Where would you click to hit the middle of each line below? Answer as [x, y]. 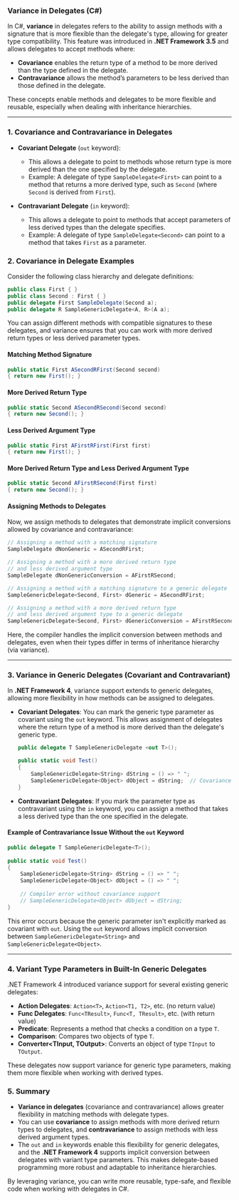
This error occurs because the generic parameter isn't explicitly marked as [117, 921]
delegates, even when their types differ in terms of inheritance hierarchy [113, 642]
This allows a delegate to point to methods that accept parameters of [129, 219]
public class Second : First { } [57, 296]
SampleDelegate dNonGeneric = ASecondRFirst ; [76, 549]
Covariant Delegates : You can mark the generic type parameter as [116, 712]
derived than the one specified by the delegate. [98, 169]
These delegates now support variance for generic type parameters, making [119, 1065]
